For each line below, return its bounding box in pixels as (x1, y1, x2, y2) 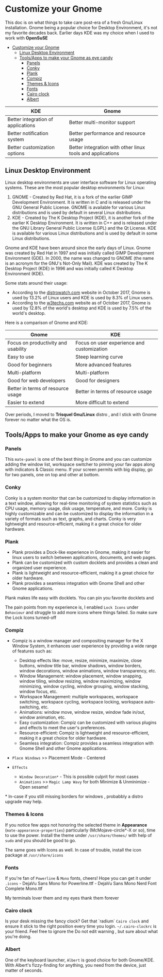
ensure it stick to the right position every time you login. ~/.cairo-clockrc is (5, 923, 157, 929)
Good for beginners (7, 361, 52, 368)
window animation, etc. (19, 714, 66, 721)
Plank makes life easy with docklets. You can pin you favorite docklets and (5, 595, 154, 601)
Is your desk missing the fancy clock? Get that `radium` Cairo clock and (5, 918, 149, 924)
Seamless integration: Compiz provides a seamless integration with (19, 741, 154, 746)
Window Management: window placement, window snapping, (19, 673, 143, 679)
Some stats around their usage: (5, 280, 68, 286)
